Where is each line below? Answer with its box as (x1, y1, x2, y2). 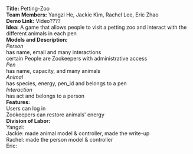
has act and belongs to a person (6, 92, 84, 99)
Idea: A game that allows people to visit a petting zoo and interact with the (6, 24, 187, 31)
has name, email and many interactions (6, 49, 102, 55)
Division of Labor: (6, 118, 51, 124)
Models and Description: (6, 36, 68, 43)
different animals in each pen (6, 30, 77, 37)
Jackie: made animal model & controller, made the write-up (6, 130, 150, 137)
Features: (6, 99, 31, 105)
